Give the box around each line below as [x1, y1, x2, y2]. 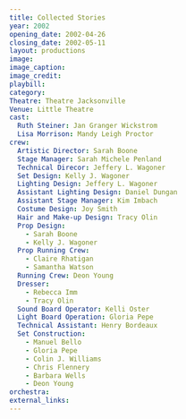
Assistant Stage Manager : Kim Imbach [17, 196, 158, 206]
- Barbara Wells [25, 371, 87, 381]
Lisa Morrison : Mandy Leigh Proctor [17, 130, 154, 139]
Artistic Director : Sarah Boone [17, 146, 139, 155]
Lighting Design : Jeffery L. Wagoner [17, 180, 158, 189]
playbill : [9, 80, 46, 89]
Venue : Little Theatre [9, 105, 94, 114]
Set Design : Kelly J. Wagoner [17, 171, 130, 180]
